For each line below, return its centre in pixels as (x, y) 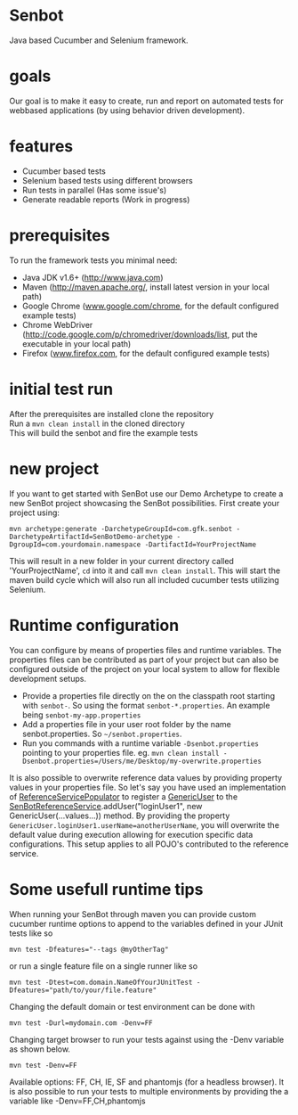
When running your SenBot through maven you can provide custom (133, 914)
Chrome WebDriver (57, 324)
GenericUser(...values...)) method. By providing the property (120, 816)
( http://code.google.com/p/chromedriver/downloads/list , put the (140, 334)
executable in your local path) (77, 343)
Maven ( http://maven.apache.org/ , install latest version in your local (145, 287)
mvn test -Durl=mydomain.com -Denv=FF (81, 1023)
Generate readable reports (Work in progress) (106, 199)
